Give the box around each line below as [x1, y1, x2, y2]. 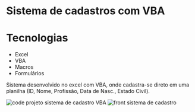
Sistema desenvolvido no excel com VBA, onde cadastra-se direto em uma [6, 81, 190, 88]
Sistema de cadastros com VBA [6, 4, 165, 18]
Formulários [14, 70, 45, 77]
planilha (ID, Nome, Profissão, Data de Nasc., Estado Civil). [6, 88, 150, 95]
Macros [14, 63, 34, 71]
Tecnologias [6, 31, 68, 45]
